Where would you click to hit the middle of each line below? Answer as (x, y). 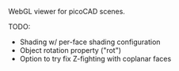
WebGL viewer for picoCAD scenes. (67, 11)
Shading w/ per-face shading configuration (90, 42)
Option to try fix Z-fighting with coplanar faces (95, 59)
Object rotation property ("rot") (70, 50)
